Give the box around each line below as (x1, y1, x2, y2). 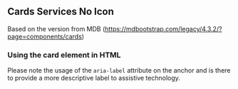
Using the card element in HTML (7, 50, 121, 60)
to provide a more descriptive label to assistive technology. (7, 74, 180, 83)
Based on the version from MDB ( (7, 24, 105, 33)
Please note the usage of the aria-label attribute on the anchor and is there (7, 66, 231, 75)
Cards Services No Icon (7, 6, 114, 18)
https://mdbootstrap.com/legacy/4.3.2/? (104, 24, 222, 33)
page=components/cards (7, 32, 82, 41)
